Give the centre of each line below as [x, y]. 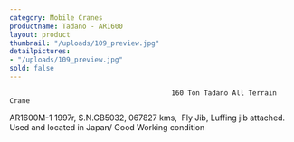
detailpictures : [40, 52]
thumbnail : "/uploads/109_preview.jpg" [85, 43]
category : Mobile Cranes [56, 18]
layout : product [40, 34]
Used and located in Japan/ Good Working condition [107, 127]
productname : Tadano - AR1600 [66, 26]
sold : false [32, 69]
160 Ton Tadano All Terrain [224, 93]
